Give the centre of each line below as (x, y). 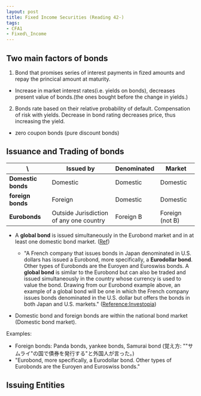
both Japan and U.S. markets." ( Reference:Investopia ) (90, 304)
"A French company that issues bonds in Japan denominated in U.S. (107, 253)
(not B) (170, 220)
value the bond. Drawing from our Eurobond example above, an (102, 285)
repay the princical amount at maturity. (63, 79)
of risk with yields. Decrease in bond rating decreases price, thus (95, 115)
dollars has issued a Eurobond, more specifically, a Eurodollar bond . (108, 259)
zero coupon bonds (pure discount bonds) (67, 133)
